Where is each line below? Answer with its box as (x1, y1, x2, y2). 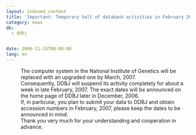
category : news (6, 19, 43, 25)
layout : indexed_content (6, 8, 66, 15)
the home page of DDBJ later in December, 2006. (20, 92, 139, 99)
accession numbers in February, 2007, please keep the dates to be (20, 105, 181, 112)
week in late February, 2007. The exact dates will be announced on (20, 86, 181, 93)
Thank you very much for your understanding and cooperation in (20, 117, 176, 124)
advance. (20, 123, 43, 130)
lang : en (6, 51, 27, 57)
